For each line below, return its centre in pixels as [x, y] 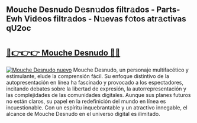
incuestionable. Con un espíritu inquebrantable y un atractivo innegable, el [97, 108]
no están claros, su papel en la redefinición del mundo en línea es [86, 101]
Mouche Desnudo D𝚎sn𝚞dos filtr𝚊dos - [80, 10]
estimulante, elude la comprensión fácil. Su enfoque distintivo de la [88, 76]
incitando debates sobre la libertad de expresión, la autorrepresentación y [96, 89]
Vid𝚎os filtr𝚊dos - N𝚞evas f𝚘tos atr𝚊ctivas [105, 19]
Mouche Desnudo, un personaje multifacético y [131, 70]
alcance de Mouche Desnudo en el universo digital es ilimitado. [83, 114]
